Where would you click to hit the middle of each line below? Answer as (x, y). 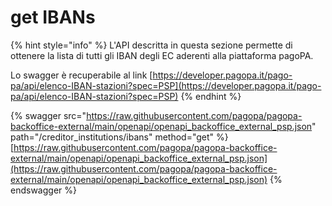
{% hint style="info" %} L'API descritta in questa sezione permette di (151, 45)
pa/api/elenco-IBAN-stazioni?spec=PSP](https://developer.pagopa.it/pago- (166, 85)
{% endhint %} (211, 96)
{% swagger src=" (48, 115)
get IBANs (53, 17)
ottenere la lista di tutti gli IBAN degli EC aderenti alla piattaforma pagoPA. (162, 55)
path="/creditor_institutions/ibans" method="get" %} (119, 137)
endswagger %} (43, 190)
